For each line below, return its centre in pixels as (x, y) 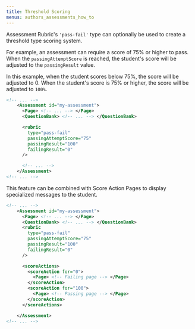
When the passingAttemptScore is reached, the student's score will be (91, 58)
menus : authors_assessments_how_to (50, 17)
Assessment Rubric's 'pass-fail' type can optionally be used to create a (96, 34)
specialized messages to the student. (52, 194)
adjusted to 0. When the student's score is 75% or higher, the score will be (97, 83)
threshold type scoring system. (44, 41)
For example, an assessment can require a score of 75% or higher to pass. (97, 52)
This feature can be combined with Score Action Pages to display (86, 188)
